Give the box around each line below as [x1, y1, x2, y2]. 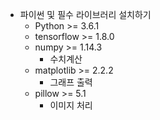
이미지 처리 [49, 99, 93, 111]
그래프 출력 [49, 76, 93, 88]
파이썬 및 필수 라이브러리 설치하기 [19, 9, 152, 20]
